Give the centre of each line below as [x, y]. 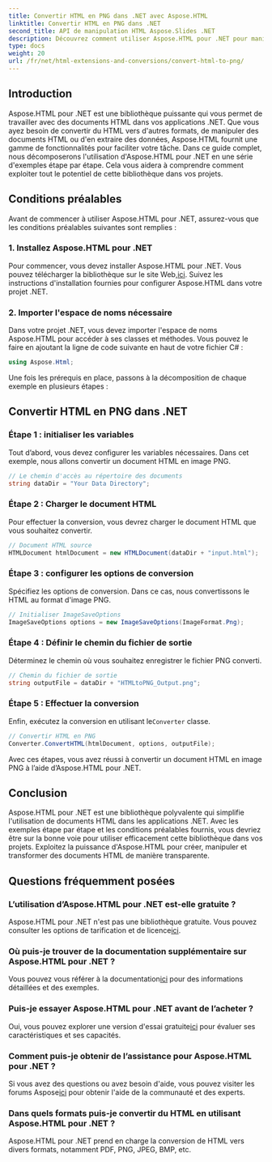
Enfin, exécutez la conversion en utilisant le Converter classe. [109, 721]
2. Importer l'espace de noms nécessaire [90, 313]
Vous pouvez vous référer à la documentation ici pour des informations [126, 979]
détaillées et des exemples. [54, 988]
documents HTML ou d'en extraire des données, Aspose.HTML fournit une [133, 139]
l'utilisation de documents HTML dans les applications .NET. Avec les [123, 821]
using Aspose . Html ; [41, 362]
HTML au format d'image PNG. [60, 599]
